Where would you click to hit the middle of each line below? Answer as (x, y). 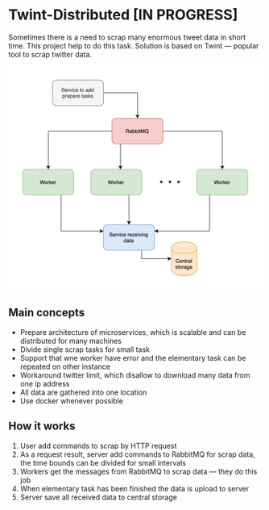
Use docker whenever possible (71, 400)
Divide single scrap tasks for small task (85, 349)
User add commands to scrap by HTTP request (98, 445)
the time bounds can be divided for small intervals (103, 462)
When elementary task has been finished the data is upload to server (134, 488)
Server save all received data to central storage (98, 497)
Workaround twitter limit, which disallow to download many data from (135, 375)
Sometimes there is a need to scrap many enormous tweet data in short (127, 37)
